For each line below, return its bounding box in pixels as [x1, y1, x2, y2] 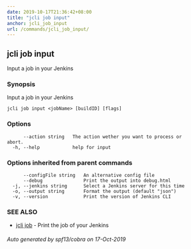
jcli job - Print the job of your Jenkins [15, 222, 109, 229]
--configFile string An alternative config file [23, 172, 155, 178]
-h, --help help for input [12, 144, 112, 150]
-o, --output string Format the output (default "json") [12, 188, 176, 194]
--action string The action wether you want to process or [23, 134, 182, 140]
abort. [7, 139, 24, 145]
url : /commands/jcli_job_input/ [7, 26, 89, 32]
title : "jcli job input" [7, 15, 70, 21]
